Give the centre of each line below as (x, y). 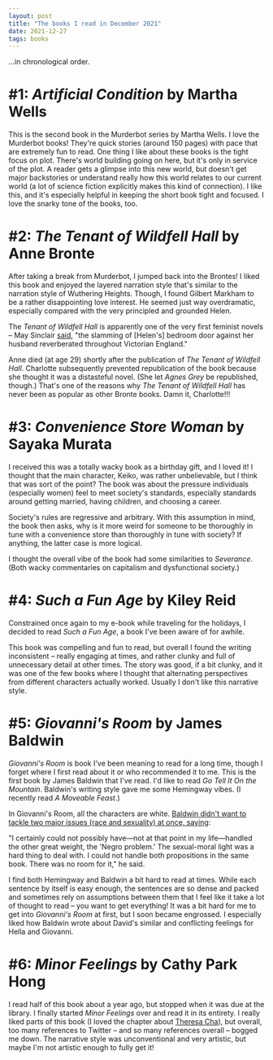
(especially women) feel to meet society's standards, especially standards (132, 493)
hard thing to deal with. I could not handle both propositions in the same (129, 855)
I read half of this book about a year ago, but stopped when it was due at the (136, 1004)
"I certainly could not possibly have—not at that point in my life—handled (130, 838)
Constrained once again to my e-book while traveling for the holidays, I (127, 623)
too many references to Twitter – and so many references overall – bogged (133, 1030)
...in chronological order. (49, 62)
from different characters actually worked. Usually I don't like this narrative (133, 682)
